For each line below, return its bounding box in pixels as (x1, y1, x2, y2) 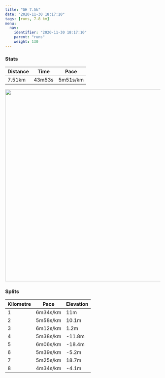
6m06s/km (35, 341, 62, 348)
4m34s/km (35, 365, 62, 372)
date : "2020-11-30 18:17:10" (5, 12, 65, 17)
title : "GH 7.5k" (5, 7, 41, 12)
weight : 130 (14, 39, 38, 44)
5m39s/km (35, 349, 62, 356)
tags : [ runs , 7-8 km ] (5, 16, 50, 21)
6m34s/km (35, 309, 62, 316)
